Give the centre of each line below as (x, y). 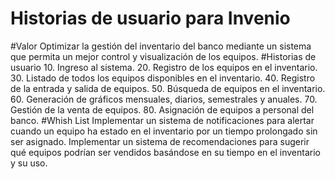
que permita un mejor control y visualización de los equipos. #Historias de (163, 56)
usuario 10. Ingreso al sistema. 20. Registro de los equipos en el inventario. (164, 67)
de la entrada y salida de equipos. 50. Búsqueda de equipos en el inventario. (168, 88)
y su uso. (29, 163)
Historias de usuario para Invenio (150, 18)
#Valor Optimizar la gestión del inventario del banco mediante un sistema (161, 46)
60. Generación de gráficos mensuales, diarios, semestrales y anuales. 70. (164, 99)
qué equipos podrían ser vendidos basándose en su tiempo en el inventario (165, 152)
